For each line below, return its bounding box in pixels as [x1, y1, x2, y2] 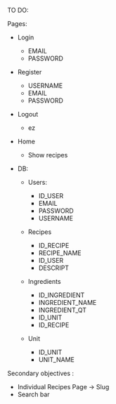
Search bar [17, 390, 51, 398]
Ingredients [27, 278, 61, 285]
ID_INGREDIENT [38, 291, 85, 299]
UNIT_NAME [38, 356, 75, 364]
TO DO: [7, 6, 30, 14]
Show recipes [27, 151, 68, 159]
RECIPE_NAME [38, 249, 82, 257]
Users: [27, 178, 48, 186]
